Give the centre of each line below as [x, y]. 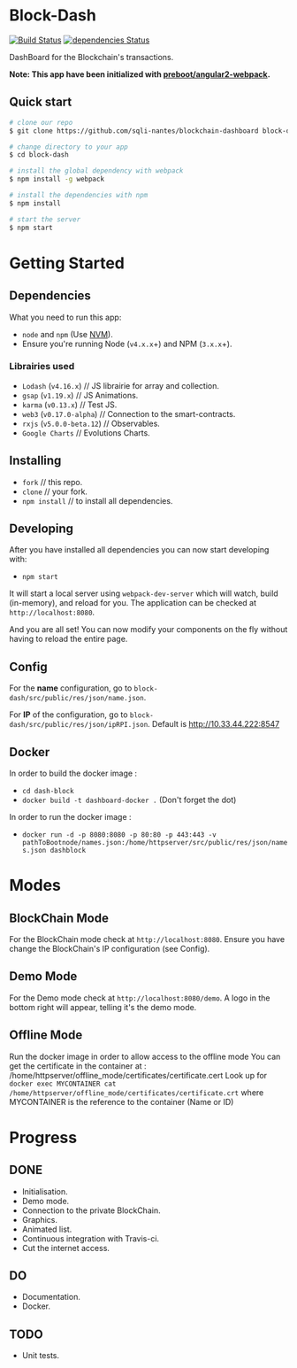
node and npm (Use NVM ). [67, 334]
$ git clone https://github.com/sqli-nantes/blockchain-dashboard [134, 131]
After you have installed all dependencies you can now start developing [139, 550]
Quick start [41, 102]
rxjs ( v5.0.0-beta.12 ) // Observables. [91, 423]
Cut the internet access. [66, 1248]
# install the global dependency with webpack [96, 171]
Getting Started [67, 263]
